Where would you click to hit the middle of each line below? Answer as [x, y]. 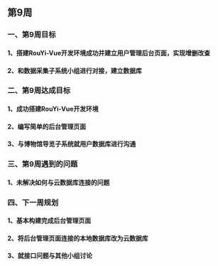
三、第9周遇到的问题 [43, 164]
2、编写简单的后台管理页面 [47, 126]
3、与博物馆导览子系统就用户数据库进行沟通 [72, 144]
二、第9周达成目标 [39, 91]
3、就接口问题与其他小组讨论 [50, 256]
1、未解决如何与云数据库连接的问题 [59, 182]
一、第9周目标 [32, 35]
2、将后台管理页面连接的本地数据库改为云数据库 [78, 238]
